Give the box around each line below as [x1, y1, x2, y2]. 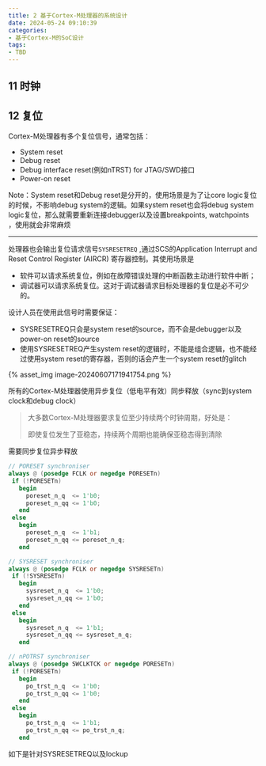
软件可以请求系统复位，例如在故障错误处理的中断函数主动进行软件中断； [19, 271, 256, 281]
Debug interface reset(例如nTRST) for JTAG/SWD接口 [19, 165, 196, 175]
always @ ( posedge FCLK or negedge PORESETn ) [8, 470, 161, 478]
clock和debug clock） [8, 396, 81, 406]
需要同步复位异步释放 [8, 446, 78, 456]
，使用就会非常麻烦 [8, 220, 71, 229]
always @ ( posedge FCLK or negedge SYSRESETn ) [8, 565, 165, 573]
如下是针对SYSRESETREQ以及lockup [8, 749, 128, 758]
